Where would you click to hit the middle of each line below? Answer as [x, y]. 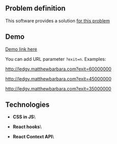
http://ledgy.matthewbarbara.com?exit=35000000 [58, 88]
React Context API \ [33, 137]
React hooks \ [27, 127]
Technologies [28, 105]
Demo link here [21, 49]
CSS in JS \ [24, 117]
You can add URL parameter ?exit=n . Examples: [56, 59]
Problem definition [36, 8]
